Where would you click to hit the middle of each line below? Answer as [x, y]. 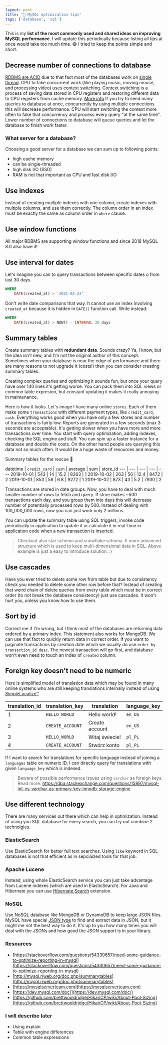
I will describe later [29, 1015]
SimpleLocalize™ [22, 693]
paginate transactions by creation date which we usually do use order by [80, 644]
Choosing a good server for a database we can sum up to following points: [82, 149]
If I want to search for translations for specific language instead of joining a [82, 758]
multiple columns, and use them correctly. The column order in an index [79, 208]
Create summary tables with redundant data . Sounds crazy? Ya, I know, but [83, 350]
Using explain [26, 1026]
